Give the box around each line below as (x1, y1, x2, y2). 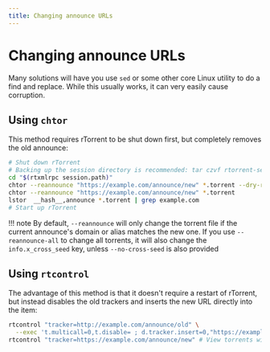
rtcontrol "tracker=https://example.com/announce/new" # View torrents (8, 336, 253, 344)
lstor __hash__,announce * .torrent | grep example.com (8, 196, 199, 204)
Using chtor (8, 113, 68, 127)
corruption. (8, 90, 46, 100)
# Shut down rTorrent (8, 158, 81, 167)
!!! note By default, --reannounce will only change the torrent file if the (8, 218, 238, 227)
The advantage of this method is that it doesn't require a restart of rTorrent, (8, 289, 258, 298)
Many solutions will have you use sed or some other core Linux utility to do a (8, 73, 260, 83)
